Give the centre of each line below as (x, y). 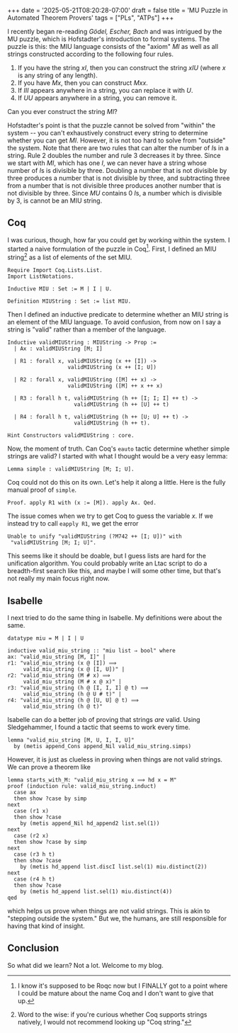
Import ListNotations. (41, 277)
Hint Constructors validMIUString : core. (71, 436)
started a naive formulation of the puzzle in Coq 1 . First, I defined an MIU (112, 248)
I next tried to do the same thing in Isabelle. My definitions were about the (115, 617)
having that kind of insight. (46, 926)
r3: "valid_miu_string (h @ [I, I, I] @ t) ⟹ (78, 688)
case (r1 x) (32, 811)
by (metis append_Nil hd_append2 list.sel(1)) (90, 823)
